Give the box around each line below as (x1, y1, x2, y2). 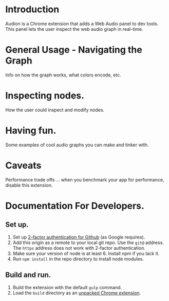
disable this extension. (5, 182, 53, 188)
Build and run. (5, 271, 51, 279)
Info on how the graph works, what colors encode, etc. (5, 72, 122, 78)
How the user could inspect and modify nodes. (5, 107, 104, 113)
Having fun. (5, 125, 57, 136)
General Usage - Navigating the (5, 44, 142, 56)
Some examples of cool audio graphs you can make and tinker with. (5, 142, 149, 148)
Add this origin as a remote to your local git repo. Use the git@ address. (12, 239, 164, 246)
